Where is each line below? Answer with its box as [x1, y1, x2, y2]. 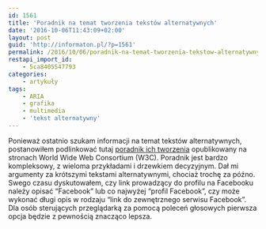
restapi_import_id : [8, 56, 73, 64]
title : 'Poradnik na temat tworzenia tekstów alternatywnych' [8, 19, 218, 27]
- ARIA [22, 92, 44, 100]
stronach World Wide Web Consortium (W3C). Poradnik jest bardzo [8, 152, 228, 162]
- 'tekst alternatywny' [22, 114, 101, 122]
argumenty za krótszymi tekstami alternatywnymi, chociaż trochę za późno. [8, 169, 256, 178]
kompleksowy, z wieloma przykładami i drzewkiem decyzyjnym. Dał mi [8, 161, 239, 171]
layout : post [8, 33, 51, 42]
